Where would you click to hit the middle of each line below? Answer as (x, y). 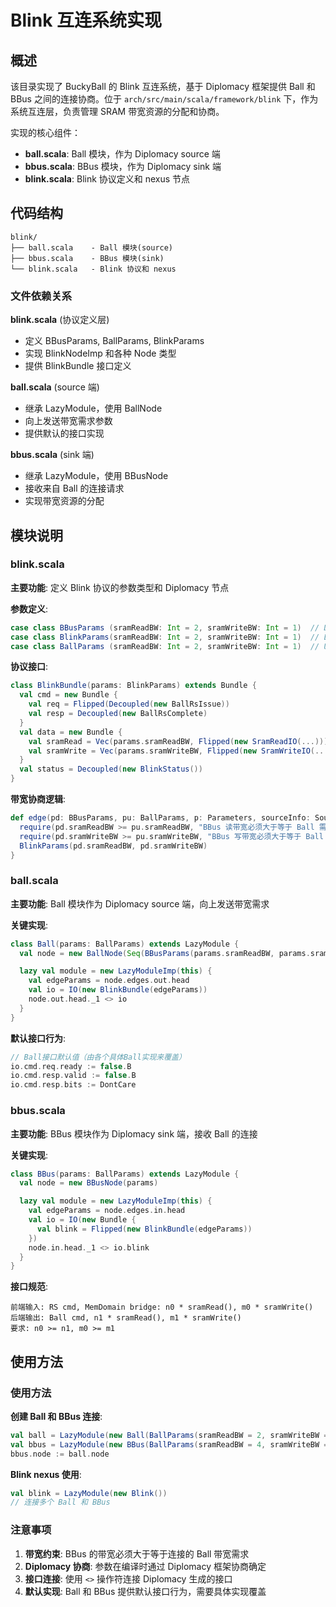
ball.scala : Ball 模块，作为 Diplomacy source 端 (122, 154)
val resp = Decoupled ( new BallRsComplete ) (118, 714)
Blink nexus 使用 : (46, 1474)
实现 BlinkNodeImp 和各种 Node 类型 (100, 353)
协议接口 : (29, 667)
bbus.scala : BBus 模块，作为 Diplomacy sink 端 (123, 166)
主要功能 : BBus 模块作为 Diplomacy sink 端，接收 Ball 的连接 (134, 1133)
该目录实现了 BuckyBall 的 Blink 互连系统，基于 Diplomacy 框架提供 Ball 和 (163, 86)
